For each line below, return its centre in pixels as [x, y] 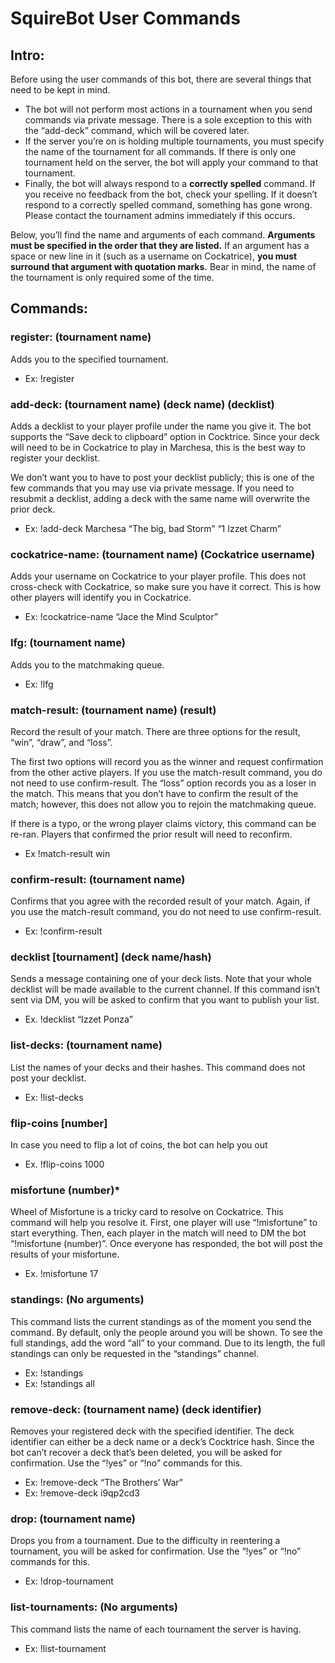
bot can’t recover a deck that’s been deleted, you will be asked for [146, 1452]
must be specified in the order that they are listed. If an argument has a [160, 245]
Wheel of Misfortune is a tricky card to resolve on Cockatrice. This [147, 1212]
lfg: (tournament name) [68, 643]
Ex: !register [49, 378]
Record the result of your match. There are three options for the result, [155, 731]
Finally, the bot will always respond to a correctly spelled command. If [170, 183]
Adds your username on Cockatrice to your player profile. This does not [158, 576]
